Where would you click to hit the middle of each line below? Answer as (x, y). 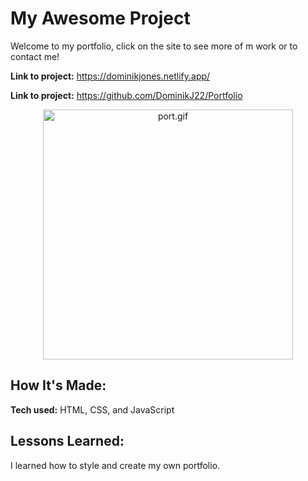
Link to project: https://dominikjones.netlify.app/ (110, 76)
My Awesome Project (100, 18)
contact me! (35, 56)
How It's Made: (58, 385)
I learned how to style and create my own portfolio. (115, 465)
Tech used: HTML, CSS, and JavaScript (92, 409)
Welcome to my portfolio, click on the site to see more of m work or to (154, 46)
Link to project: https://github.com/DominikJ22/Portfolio (126, 95)
